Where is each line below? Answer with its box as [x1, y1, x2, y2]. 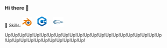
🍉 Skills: [4, 22, 21, 29]
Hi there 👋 [4, 4, 29, 11]
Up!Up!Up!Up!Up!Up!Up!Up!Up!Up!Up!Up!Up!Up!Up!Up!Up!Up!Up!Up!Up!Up [4, 32, 162, 38]
